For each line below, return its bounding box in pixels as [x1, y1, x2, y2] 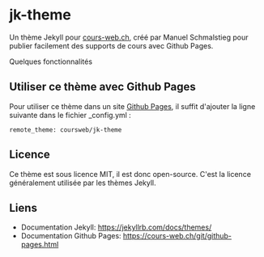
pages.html [20, 240, 59, 250]
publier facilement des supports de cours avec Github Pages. [9, 40, 214, 50]
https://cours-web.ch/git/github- [122, 231, 232, 241]
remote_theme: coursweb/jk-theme [9, 125, 122, 134]
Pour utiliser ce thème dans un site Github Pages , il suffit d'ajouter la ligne [9, 101, 256, 111]
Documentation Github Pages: [20, 231, 121, 241]
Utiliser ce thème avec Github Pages [9, 80, 197, 94]
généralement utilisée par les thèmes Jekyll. [9, 178, 156, 187]
